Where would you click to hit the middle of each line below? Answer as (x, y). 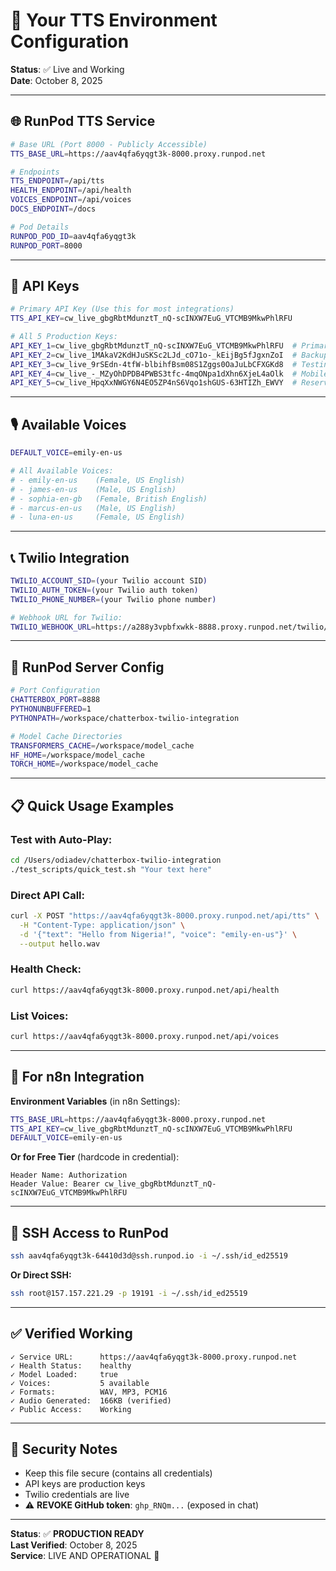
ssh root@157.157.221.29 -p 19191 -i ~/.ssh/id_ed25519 (129, 1293)
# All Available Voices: (62, 471)
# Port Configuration (55, 690)
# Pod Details (40, 227)
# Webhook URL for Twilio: (66, 617)
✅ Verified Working (71, 1334)
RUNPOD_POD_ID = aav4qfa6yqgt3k (73, 236)
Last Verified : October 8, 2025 (74, 1545)
